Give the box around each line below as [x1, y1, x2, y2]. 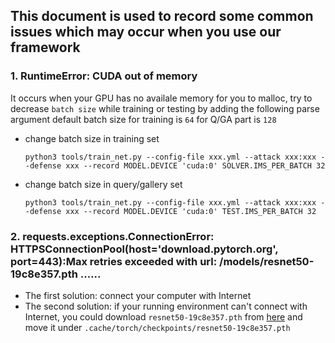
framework [10, 39, 81, 56]
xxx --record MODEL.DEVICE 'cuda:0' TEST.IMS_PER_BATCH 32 [65, 206, 317, 216]
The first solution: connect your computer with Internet [24, 289, 252, 301]
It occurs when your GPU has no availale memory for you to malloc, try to [10, 92, 313, 104]
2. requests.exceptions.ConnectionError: [10, 229, 215, 243]
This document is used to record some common [10, 8, 314, 25]
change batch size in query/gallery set [24, 178, 183, 190]
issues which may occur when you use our [10, 24, 282, 41]
